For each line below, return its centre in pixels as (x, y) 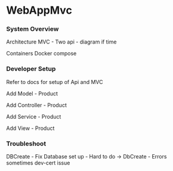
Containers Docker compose (41, 54)
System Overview (33, 29)
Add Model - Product (32, 94)
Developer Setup (31, 69)
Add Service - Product (34, 116)
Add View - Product (30, 128)
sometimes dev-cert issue (38, 163)
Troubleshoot (26, 144)
